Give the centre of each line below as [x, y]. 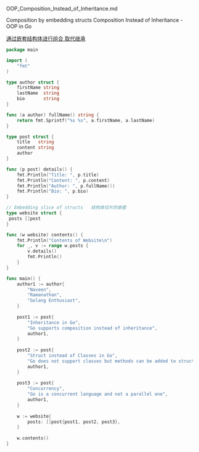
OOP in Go [19, 26]
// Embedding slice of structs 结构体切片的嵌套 [66, 208]
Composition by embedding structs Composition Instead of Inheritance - [94, 20]
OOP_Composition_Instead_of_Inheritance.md [62, 9]
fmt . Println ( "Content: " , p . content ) [63, 180]
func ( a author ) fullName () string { [53, 115]
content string [36, 148]
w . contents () [33, 438]
